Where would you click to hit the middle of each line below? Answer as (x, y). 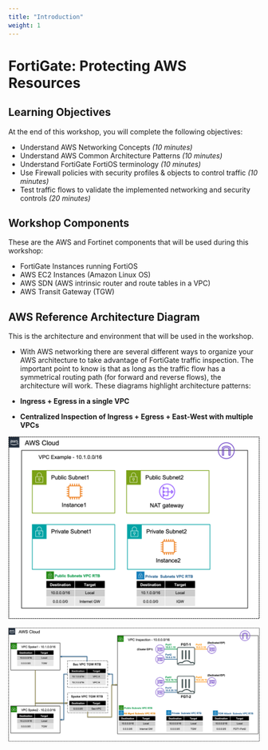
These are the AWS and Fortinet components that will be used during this (128, 242)
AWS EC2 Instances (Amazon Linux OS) (85, 275)
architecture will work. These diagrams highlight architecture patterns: (135, 386)
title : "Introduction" (46, 17)
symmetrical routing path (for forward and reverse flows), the (120, 377)
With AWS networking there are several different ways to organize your (136, 352)
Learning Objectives (60, 112)
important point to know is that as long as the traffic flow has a (122, 369)
